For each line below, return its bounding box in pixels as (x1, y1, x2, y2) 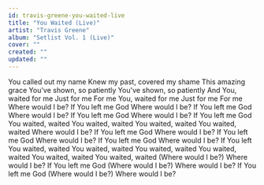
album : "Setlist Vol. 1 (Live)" (8, 33, 114, 42)
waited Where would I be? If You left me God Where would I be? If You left (8, 127, 248, 136)
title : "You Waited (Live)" (8, 19, 101, 27)
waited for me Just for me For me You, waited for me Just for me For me (8, 94, 243, 103)
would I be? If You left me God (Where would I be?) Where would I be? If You (8, 161, 257, 170)
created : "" (8, 48, 47, 56)
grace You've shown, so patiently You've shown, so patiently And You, (8, 85, 237, 94)
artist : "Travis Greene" (8, 26, 90, 34)
